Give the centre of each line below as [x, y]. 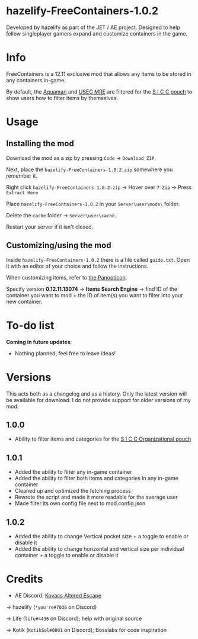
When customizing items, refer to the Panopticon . [67, 277]
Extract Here [22, 193]
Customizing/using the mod [59, 245]
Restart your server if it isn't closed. [50, 227]
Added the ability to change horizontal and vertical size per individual [99, 549]
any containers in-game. [36, 80]
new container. [24, 301]
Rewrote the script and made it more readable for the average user [96, 497]
